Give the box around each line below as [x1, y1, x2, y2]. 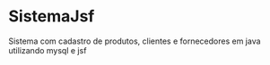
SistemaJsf [8, 6, 95, 27]
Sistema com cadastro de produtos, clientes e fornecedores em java [8, 36, 261, 46]
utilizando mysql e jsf [8, 45, 87, 55]
